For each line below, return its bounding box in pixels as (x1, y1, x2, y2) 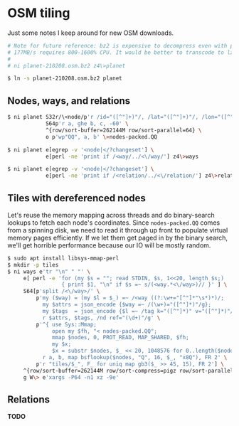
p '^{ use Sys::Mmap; (36, 321, 97, 328)
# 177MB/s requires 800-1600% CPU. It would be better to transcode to (7, 48, 224, 56)
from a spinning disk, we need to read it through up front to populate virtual (7, 225, 228, 234)
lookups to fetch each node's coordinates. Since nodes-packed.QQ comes (7, 218, 221, 227)
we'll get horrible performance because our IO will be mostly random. (7, 240, 211, 250)
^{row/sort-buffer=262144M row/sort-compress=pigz (23, 367, 176, 374)
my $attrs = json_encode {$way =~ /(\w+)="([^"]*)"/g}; (42, 301, 212, 309)
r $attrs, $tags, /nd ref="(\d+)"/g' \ (42, 314, 161, 321)
